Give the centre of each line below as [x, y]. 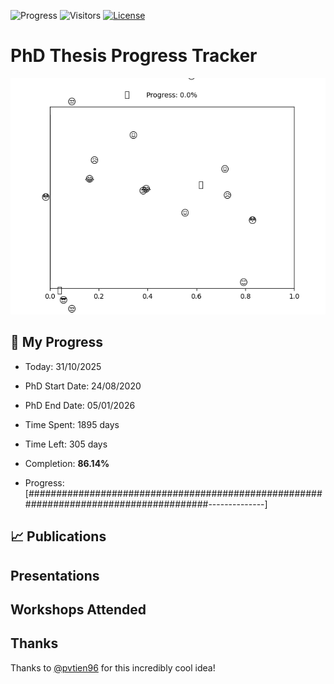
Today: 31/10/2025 [63, 366]
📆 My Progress [57, 342]
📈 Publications [58, 536]
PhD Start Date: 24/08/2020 [83, 386]
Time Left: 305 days [66, 444]
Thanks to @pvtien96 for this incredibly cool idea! [113, 667]
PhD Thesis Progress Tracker [134, 56]
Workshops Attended [78, 609]
